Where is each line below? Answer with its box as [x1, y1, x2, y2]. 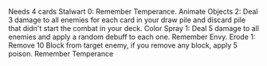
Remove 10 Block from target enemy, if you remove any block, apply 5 [8, 41, 238, 50]
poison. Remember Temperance [8, 49, 114, 58]
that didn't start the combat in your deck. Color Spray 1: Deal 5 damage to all [8, 24, 259, 33]
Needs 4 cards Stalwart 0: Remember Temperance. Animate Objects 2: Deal [8, 7, 258, 16]
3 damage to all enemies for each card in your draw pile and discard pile [8, 15, 245, 25]
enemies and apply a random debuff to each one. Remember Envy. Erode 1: [8, 32, 256, 41]
